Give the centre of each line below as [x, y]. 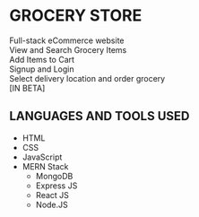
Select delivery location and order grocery [87, 78]
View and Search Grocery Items [68, 49]
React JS [52, 195]
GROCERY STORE [76, 16]
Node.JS [52, 204]
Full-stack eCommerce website [67, 40]
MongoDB [54, 176]
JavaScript [42, 157]
